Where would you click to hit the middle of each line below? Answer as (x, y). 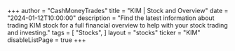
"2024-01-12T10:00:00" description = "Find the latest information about (111, 18)
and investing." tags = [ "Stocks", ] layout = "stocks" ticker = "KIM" (104, 32)
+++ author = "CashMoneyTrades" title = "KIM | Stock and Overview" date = (118, 11)
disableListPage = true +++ (47, 40)
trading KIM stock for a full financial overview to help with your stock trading (117, 25)
